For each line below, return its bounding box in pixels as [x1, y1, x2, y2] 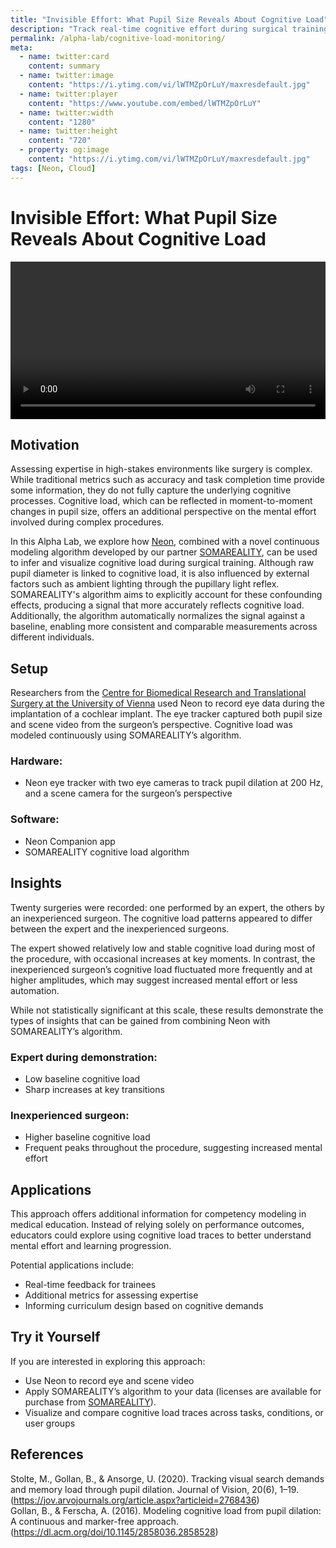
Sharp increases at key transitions [24, 1083, 165, 1095]
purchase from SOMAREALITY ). [24, 1396, 157, 1408]
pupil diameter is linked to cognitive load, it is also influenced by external [10, 567, 310, 580]
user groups [24, 1417, 76, 1429]
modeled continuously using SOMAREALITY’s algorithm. [10, 729, 242, 741]
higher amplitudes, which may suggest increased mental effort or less [10, 974, 298, 986]
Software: [10, 812, 60, 826]
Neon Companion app [24, 835, 116, 847]
